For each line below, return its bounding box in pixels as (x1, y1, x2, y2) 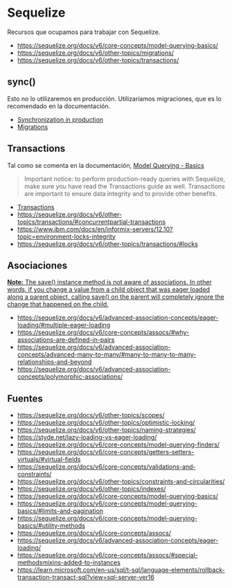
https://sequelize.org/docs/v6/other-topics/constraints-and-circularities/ (17, 477, 225, 486)
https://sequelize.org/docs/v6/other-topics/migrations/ (17, 49, 175, 57)
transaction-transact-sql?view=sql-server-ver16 (17, 573, 154, 582)
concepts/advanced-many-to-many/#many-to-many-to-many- (17, 350, 197, 358)
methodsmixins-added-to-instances (17, 558, 121, 567)
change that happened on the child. (7, 300, 109, 309)
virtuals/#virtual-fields (17, 456, 81, 464)
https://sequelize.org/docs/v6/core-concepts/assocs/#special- (17, 551, 199, 560)
